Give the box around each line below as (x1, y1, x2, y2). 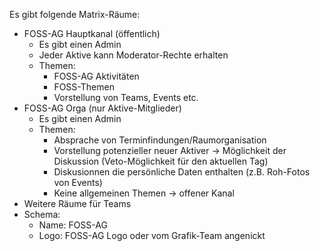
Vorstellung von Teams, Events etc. (53, 92, 199, 103)
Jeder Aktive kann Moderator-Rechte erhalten (38, 49, 229, 61)
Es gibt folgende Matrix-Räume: (9, 9, 141, 20)
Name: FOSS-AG (38, 219, 108, 231)
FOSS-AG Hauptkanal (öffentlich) (23, 28, 161, 39)
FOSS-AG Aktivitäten (53, 70, 140, 82)
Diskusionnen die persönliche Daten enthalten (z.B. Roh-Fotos (53, 166, 311, 178)
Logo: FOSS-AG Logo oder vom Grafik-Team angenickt (38, 230, 266, 241)
